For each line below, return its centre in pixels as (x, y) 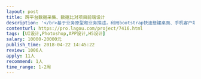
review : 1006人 (25, 50)
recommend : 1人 (25, 61)
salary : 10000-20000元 (34, 39)
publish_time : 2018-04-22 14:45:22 (51, 45)
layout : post (22, 12)
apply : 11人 (21, 56)
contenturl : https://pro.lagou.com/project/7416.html (75, 28)
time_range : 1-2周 (29, 67)
